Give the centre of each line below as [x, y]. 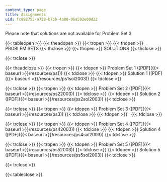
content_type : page [26, 10]
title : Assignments [26, 15]
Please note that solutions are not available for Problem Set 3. [69, 34]
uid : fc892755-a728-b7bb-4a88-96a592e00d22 [52, 19]
